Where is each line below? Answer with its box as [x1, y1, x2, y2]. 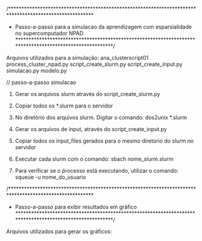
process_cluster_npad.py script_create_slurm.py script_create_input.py [6, 60, 183, 68]
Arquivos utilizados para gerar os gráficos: [6, 228, 112, 235]
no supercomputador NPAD [14, 30, 84, 37]
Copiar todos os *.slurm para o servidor [14, 102, 113, 109]
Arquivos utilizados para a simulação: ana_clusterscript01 [6, 54, 149, 61]
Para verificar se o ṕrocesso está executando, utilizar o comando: [14, 167, 179, 174]
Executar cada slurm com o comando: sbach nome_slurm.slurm [14, 155, 174, 162]
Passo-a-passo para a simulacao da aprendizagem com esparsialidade [14, 24, 192, 30]
